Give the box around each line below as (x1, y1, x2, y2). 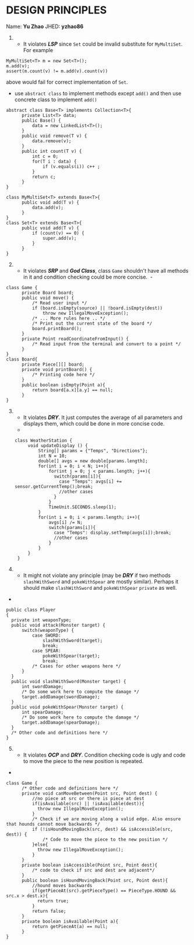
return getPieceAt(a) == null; (31, 923, 108, 929)
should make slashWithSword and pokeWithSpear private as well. (23, 584, 177, 591)
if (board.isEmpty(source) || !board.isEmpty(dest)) (31, 305, 163, 311)
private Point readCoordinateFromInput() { (21, 336, 129, 342)
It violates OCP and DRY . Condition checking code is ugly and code (23, 751, 186, 758)
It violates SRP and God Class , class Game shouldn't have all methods (23, 267, 189, 274)
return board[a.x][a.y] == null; (31, 387, 114, 393)
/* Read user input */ (31, 300, 87, 306)
